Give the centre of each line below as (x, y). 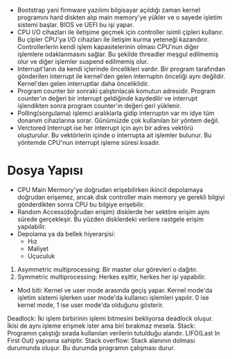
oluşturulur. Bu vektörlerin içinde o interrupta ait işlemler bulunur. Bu (114, 135)
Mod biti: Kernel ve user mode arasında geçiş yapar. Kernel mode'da (115, 290)
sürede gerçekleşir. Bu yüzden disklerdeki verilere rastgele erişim (110, 219)
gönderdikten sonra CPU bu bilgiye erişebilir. (81, 204)
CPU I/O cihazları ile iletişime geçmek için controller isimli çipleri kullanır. (120, 32)
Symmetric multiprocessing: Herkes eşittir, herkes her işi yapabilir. (111, 277)
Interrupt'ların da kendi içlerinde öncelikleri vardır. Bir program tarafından (121, 69)
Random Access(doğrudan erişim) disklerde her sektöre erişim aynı (113, 211)
